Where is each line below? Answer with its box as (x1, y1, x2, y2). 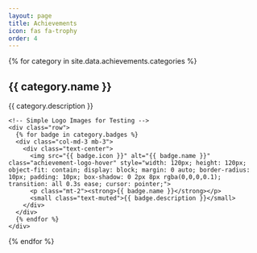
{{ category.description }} (8, 102, 94, 111)
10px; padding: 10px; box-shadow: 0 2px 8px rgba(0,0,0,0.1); (8, 173, 222, 181)
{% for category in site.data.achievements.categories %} (8, 56, 197, 66)
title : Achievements (8, 19, 78, 27)
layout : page (8, 11, 52, 20)
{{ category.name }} (8, 80, 112, 93)
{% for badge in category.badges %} (15, 131, 139, 139)
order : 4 (8, 34, 38, 43)
